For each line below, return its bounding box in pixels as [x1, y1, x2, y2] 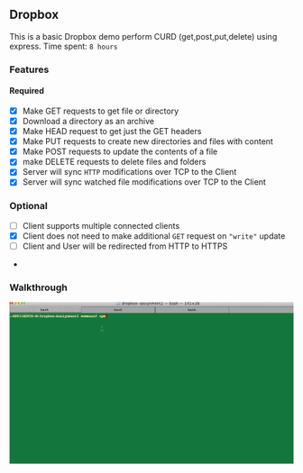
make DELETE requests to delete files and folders [22, 157, 207, 168]
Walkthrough [9, 281, 68, 294]
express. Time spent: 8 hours [9, 41, 118, 51]
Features [9, 63, 50, 76]
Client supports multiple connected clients [22, 220, 180, 231]
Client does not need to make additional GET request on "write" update [22, 230, 286, 241]
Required [9, 86, 45, 96]
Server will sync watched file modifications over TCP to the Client [22, 177, 266, 187]
